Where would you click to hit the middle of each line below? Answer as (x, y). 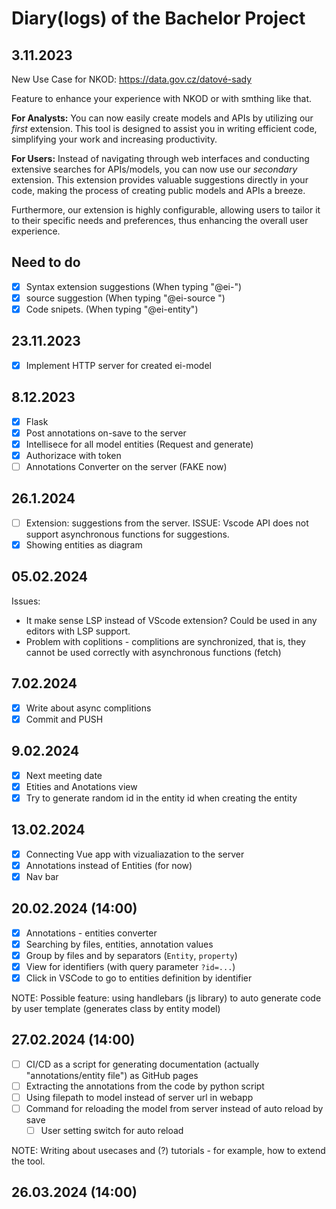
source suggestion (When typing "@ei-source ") (125, 298)
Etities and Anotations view (81, 786)
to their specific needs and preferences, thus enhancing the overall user (160, 220)
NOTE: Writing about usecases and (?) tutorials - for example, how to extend (168, 1150)
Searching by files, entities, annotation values (119, 944)
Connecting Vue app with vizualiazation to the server (135, 854)
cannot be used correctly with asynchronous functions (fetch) (153, 652)
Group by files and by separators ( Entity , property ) (131, 955)
